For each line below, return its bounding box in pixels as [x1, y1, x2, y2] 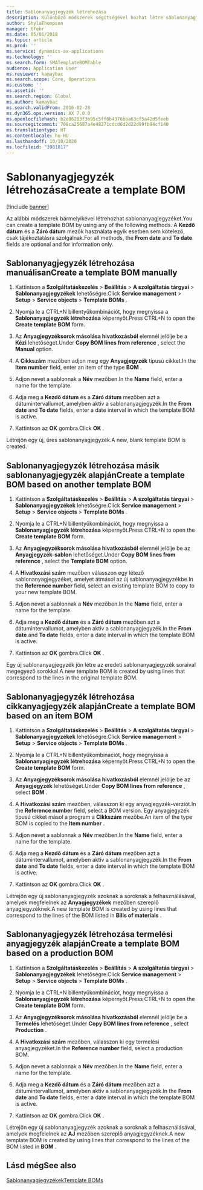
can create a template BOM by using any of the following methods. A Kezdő [6, 221, 195, 228]
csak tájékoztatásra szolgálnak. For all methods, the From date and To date [6, 234, 192, 241]
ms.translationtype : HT [6, 127, 66, 133]
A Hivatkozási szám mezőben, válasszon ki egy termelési [14, 1038, 159, 1045]
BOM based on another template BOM [6, 479, 152, 489]
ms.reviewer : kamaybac [6, 71, 63, 77]
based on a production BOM [6, 948, 114, 959]
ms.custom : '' [6, 82, 42, 88]
